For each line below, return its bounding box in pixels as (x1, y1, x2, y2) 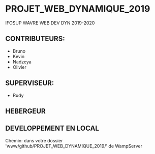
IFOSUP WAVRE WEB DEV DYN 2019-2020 (5, 20, 95, 26)
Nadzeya (12, 59, 32, 65)
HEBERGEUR (5, 107, 46, 115)
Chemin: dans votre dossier (5, 137, 63, 143)
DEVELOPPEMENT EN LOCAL (5, 124, 99, 133)
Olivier (12, 64, 26, 70)
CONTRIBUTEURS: (5, 34, 65, 43)
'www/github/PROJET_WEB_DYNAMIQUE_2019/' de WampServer (5, 143, 142, 149)
